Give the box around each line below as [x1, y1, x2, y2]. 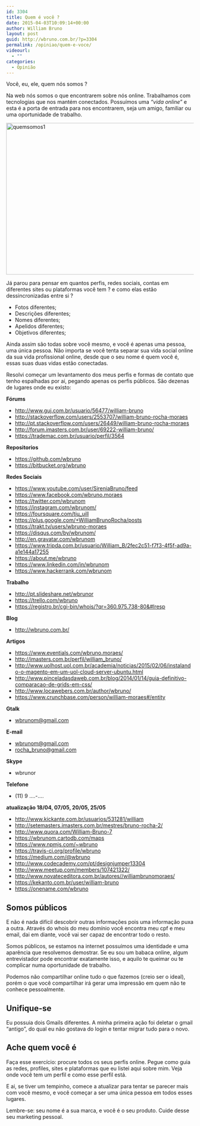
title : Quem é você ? [6, 14, 60, 20]
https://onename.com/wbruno [14, 885, 89, 892]
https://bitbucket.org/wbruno [14, 462, 86, 469]
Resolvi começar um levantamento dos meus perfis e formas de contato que [6, 371, 194, 379]
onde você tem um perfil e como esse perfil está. [6, 1071, 127, 1078]
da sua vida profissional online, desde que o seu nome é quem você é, [6, 353, 180, 361]
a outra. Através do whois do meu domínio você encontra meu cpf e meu [6, 925, 186, 932]
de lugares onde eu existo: [6, 384, 71, 391]
